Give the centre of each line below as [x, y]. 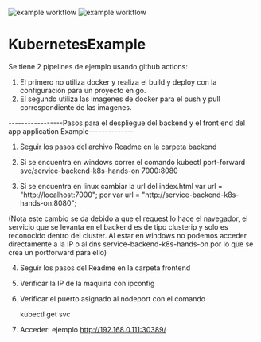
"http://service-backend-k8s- [191, 195]
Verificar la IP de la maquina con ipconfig [87, 283]
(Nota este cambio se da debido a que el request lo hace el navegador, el [128, 218]
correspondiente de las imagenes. [76, 107]
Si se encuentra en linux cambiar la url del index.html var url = [121, 186]
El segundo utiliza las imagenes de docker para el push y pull [120, 99]
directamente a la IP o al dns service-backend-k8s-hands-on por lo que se [131, 244]
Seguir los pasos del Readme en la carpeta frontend [105, 268]
